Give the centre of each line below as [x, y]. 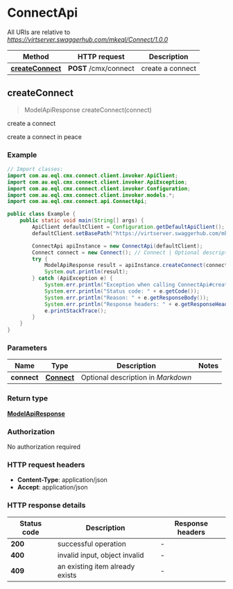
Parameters [27, 348]
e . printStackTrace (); [76, 311]
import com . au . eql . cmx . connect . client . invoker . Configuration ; [99, 188]
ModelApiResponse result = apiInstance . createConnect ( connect [136, 266]
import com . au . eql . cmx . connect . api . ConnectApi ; [77, 202]
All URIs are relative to [39, 32]
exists [67, 575]
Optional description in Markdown [136, 378]
